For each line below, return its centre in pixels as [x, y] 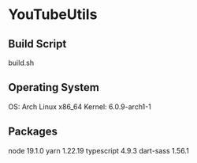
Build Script [37, 44]
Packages [33, 132]
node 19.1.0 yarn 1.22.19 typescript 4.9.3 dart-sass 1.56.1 [98, 150]
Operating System [54, 87]
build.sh [21, 63]
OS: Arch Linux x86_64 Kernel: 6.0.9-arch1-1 [80, 106]
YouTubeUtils [53, 15]
